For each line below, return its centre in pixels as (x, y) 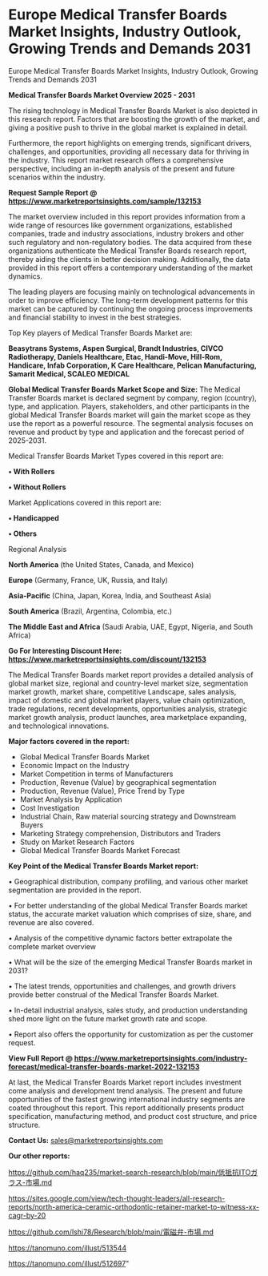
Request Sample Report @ (53, 192)
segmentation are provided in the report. (75, 890)
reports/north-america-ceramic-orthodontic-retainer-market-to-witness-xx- (134, 1206)
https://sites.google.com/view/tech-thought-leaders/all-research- (117, 1198)
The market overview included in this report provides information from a (127, 216)
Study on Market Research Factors (77, 842)
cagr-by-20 (27, 1215)
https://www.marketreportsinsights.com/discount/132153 (107, 659)
